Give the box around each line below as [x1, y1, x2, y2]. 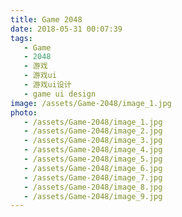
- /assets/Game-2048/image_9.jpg [23, 191, 163, 201]
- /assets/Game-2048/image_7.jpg [23, 172, 163, 183]
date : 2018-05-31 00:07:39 [10, 24, 123, 34]
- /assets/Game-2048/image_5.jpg [23, 154, 163, 164]
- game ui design [23, 89, 97, 99]
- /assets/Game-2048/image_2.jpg [23, 126, 163, 136]
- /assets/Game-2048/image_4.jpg [23, 145, 163, 155]
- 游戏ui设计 [23, 80, 72, 90]
